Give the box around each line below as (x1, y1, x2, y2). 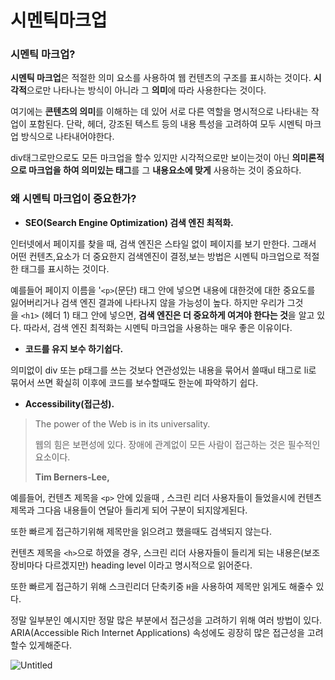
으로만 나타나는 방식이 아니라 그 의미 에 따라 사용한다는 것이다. (26, 84, 267, 96)
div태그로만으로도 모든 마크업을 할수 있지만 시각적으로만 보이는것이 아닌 (10, 152, 290, 164)
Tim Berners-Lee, (34, 471, 110, 483)
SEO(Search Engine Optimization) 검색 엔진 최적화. (24, 216, 234, 228)
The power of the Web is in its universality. (34, 417, 211, 430)
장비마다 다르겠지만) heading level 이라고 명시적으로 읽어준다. (10, 559, 253, 571)
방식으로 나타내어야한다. (20, 131, 115, 143)
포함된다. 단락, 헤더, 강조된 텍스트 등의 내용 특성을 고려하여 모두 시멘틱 (28, 118, 303, 130)
